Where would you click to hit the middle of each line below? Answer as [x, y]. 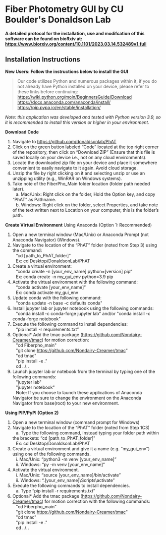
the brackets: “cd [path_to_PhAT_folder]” [54, 438]
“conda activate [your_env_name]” [51, 287]
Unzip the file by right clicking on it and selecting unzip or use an [79, 173]
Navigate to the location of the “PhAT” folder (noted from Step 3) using [84, 245]
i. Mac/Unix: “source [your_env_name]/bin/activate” [68, 475]
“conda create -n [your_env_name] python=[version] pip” [74, 271]
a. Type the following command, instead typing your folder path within [87, 433]
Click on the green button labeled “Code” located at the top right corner [85, 147]
